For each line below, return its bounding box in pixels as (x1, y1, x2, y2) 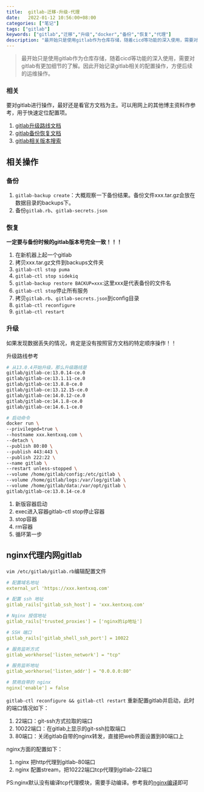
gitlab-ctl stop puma (15, 267, 70, 273)
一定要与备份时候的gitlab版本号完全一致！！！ (6, 238, 123, 246)
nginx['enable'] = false (6, 685, 69, 691)
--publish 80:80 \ (6, 443, 53, 449)
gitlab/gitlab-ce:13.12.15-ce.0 (6, 387, 88, 393)
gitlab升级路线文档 (15, 122, 62, 130)
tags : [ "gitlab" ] (6, 26, 50, 32)
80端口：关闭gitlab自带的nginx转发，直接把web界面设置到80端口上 (15, 732, 184, 740)
